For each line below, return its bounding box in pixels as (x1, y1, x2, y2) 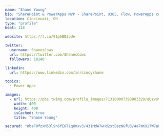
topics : (5, 79, 21, 84)
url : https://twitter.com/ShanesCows (9, 52, 86, 57)
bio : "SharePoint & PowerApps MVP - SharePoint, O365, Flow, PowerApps (5, 12, 154, 17)
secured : (5, 124, 23, 129)
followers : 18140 (9, 57, 45, 62)
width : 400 (14, 101, 36, 106)
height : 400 (14, 106, 38, 111)
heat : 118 (5, 25, 25, 30)
